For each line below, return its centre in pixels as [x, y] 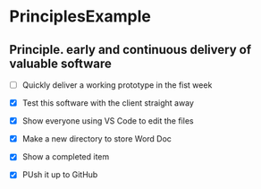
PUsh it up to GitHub [60, 175]
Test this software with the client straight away [108, 103]
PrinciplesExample [80, 17]
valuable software [60, 63]
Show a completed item [66, 157]
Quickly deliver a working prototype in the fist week [117, 85]
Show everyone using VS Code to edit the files [108, 121]
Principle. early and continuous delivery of [130, 50]
